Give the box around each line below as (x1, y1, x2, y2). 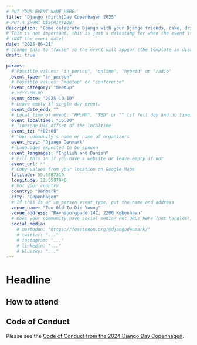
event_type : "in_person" (11, 74, 72, 80)
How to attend (6, 297, 59, 307)
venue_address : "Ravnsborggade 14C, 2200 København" (11, 210, 143, 216)
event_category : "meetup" (11, 84, 75, 91)
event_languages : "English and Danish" (11, 150, 109, 156)
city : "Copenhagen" (11, 194, 59, 199)
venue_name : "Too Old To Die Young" (11, 205, 101, 211)
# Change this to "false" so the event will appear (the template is (6, 47, 180, 53)
